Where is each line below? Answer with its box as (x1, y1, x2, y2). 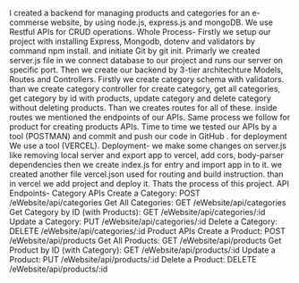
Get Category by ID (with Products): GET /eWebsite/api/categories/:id (9, 207, 266, 217)
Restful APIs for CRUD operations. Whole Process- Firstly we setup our (9, 27, 271, 37)
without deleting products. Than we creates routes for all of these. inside (9, 103, 278, 112)
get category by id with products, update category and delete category (9, 93, 271, 104)
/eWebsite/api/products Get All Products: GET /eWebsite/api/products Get (9, 236, 282, 246)
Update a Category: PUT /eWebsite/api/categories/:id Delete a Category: (9, 216, 278, 227)
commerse (9, 17, 49, 28)
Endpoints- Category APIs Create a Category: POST (9, 187, 201, 198)
